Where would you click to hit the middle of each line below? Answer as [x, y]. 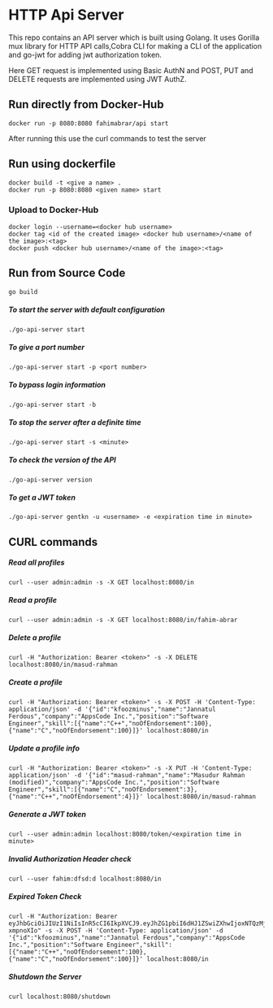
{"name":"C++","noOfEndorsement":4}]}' [76, 796]
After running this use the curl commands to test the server [108, 138]
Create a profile [36, 682]
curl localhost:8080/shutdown [60, 997]
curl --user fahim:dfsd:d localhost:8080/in [85, 879]
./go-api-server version [50, 480]
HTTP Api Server [66, 15]
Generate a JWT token [48, 815]
